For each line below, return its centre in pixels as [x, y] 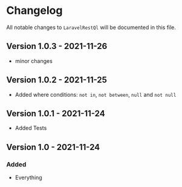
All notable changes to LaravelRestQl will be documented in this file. [91, 27]
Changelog [34, 11]
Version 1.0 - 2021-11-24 [53, 147]
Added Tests [31, 128]
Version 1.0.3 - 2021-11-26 [57, 46]
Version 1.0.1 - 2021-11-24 [56, 113]
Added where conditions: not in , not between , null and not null [96, 94]
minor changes [34, 61]
